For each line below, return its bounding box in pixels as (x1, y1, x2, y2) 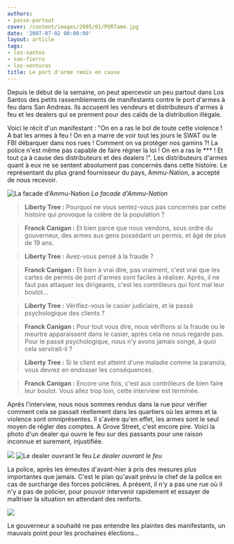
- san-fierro (7, 56, 45, 63)
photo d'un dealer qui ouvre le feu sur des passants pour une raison (7, 429, 203, 438)
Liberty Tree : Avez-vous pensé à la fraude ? (24, 252, 154, 260)
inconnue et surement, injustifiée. (7, 437, 103, 446)
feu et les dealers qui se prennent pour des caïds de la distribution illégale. (7, 110, 222, 119)
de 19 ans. (24, 238, 54, 247)
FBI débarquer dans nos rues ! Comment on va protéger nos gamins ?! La (7, 138, 219, 147)
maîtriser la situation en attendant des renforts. (7, 494, 142, 503)
